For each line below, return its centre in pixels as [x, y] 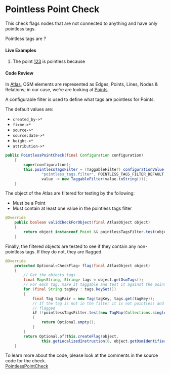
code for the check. [26, 361]
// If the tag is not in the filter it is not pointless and [98, 303]
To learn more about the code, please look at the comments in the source [82, 355]
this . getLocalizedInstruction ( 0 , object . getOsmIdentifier [104, 341]
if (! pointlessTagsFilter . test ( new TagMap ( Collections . [92, 313]
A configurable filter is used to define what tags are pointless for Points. [80, 99]
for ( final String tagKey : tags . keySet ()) [70, 289]
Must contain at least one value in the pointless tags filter [72, 208]
